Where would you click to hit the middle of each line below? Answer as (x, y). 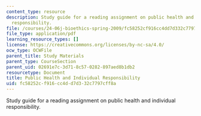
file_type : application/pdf (41, 34)
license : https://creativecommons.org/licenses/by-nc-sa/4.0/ (85, 45)
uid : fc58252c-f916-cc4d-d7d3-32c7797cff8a (61, 84)
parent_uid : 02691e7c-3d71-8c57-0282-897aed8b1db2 (71, 67)
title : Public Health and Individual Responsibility (73, 78)
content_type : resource (36, 12)
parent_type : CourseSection (41, 61)
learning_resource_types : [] (42, 39)
